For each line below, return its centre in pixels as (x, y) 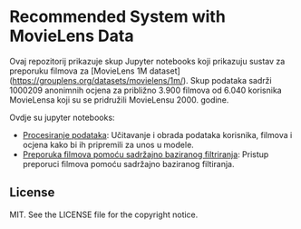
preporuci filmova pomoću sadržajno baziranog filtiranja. (128, 164)
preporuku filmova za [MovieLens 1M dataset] (95, 71)
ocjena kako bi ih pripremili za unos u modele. (108, 144)
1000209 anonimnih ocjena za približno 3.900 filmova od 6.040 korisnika (146, 90)
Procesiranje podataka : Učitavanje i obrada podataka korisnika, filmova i (157, 134)
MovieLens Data (72, 36)
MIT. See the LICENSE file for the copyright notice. (104, 214)
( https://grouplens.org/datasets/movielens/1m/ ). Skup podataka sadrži (141, 80)
